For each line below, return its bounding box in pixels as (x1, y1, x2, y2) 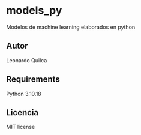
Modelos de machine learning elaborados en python (6, 23, 136, 31)
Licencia (6, 107, 39, 118)
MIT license (6, 124, 35, 131)
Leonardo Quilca (6, 56, 47, 64)
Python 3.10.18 (6, 90, 41, 97)
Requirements (6, 74, 60, 85)
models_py (6, 4, 62, 17)
